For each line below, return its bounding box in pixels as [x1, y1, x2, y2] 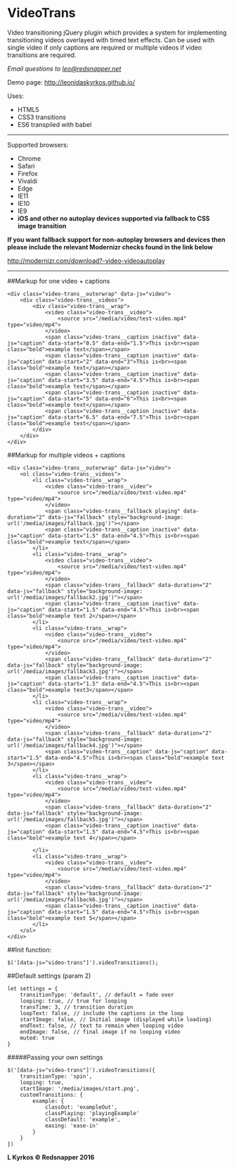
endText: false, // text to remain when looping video [20, 1022, 184, 1029]
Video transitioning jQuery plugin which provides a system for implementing [7, 28, 227, 37]
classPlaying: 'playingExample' [44, 1109, 140, 1117]
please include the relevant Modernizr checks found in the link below [7, 242, 213, 251]
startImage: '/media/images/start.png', [20, 1085, 140, 1092]
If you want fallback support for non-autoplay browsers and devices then [7, 235, 226, 244]
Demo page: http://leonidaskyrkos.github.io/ [7, 78, 136, 86]
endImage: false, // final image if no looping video [20, 1028, 181, 1035]
